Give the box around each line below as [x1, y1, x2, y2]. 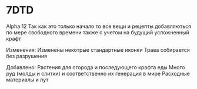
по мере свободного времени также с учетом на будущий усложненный [6, 29, 189, 35]
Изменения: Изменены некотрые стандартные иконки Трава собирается [6, 46, 190, 53]
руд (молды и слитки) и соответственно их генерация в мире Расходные [6, 70, 190, 77]
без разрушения [6, 52, 47, 59]
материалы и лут [6, 76, 49, 83]
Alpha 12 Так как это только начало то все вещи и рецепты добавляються [6, 23, 192, 30]
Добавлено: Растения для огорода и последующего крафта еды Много [6, 63, 185, 70]
